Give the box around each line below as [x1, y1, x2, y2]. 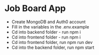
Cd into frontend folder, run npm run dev [11, 39, 93, 45]
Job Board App [4, 3, 66, 14]
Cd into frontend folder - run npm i [11, 34, 81, 40]
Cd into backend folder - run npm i [11, 29, 81, 35]
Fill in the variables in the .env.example [11, 24, 89, 29]
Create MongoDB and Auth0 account [11, 19, 86, 25]
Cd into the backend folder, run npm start [11, 44, 95, 50]
